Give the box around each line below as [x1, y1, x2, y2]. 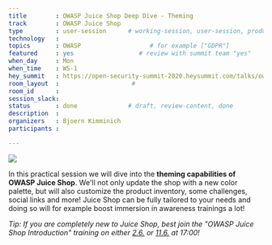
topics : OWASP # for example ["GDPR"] [8, 42, 230, 50]
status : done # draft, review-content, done [8, 102, 233, 110]
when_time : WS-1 [8, 65, 79, 73]
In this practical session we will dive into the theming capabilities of [8, 169, 236, 179]
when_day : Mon [8, 57, 74, 65]
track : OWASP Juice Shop [8, 19, 121, 27]
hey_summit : [8, 72, 60, 80]
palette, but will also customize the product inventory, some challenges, [8, 186, 249, 196]
